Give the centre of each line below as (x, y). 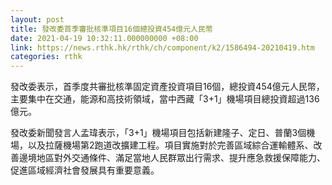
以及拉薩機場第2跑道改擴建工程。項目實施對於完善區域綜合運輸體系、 (170, 145)
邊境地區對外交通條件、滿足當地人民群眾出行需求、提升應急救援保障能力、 (172, 158)
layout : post (37, 19)
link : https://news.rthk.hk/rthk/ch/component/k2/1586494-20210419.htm (162, 47)
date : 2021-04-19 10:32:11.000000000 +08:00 (104, 38)
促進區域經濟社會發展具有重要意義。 (85, 170)
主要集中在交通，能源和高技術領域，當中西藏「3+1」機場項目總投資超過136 (165, 99)
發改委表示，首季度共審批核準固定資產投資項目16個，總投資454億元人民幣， (167, 87)
